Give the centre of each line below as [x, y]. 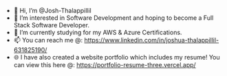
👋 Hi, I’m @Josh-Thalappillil [52, 11]
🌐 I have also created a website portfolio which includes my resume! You [117, 57]
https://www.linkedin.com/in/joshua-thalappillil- [152, 40]
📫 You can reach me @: [48, 40]
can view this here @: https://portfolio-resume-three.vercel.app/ [105, 65]
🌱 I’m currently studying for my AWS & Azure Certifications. [98, 32]
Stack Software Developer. [51, 25]
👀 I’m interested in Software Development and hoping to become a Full [113, 18]
